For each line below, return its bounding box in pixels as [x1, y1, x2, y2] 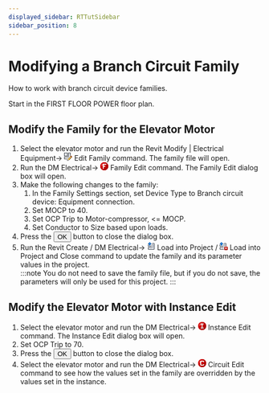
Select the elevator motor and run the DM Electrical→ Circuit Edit [19, 360, 245, 370]
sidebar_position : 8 [8, 21, 78, 30]
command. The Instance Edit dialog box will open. [19, 331, 185, 341]
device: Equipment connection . [31, 197, 135, 207]
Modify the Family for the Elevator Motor [8, 122, 215, 136]
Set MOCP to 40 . [31, 206, 88, 215]
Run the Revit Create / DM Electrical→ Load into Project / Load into [19, 243, 261, 252]
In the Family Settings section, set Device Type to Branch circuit [31, 189, 243, 199]
